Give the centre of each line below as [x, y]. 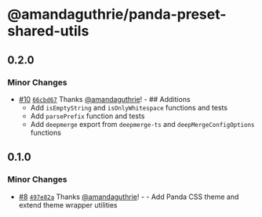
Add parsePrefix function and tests [87, 116]
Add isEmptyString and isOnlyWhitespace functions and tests [129, 107]
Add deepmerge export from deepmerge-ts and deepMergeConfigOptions [142, 124]
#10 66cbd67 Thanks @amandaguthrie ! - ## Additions [104, 99]
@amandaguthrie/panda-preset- [117, 14]
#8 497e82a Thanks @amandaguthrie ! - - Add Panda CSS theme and [129, 197]
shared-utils [48, 31]
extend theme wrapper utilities [68, 204]
